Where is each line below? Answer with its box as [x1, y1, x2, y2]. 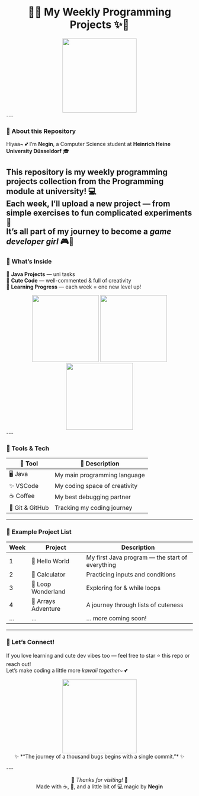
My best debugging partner [54, 493, 131, 501]
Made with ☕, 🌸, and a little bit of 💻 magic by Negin [36, 783, 163, 790]
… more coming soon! [86, 614, 147, 622]
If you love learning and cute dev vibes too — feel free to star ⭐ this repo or [6, 652, 190, 659]
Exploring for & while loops [86, 583, 161, 592]
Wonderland [31, 587, 66, 595]
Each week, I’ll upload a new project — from [6, 198, 171, 208]
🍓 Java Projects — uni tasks [6, 270, 75, 278]
